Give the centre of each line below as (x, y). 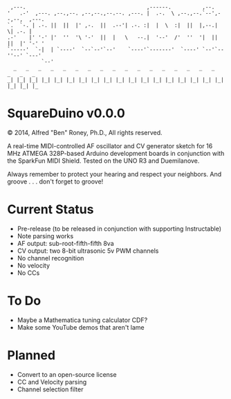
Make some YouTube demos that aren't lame (81, 327)
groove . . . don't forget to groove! (55, 181)
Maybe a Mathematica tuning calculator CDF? (82, 320)
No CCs (28, 273)
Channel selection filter (50, 389)
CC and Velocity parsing (52, 382)
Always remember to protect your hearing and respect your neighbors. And (114, 174)
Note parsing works (45, 236)
